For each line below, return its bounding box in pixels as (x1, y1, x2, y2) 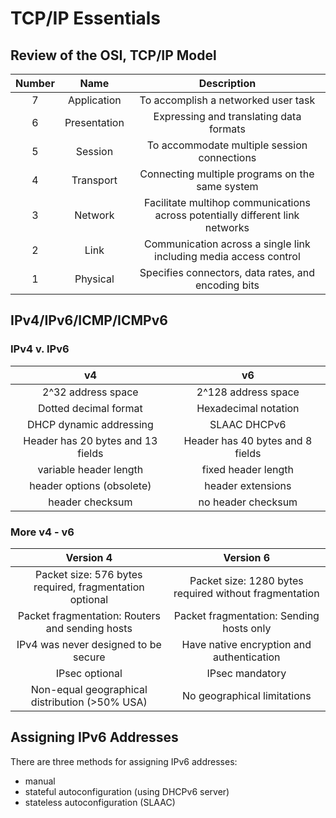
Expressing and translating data (153, 110, 302, 123)
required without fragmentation (173, 586, 320, 600)
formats (209, 122, 246, 136)
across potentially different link (154, 208, 300, 222)
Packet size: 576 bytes (35, 567, 143, 581)
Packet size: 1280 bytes (189, 573, 304, 587)
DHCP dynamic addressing (26, 417, 154, 431)
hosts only (222, 621, 272, 635)
